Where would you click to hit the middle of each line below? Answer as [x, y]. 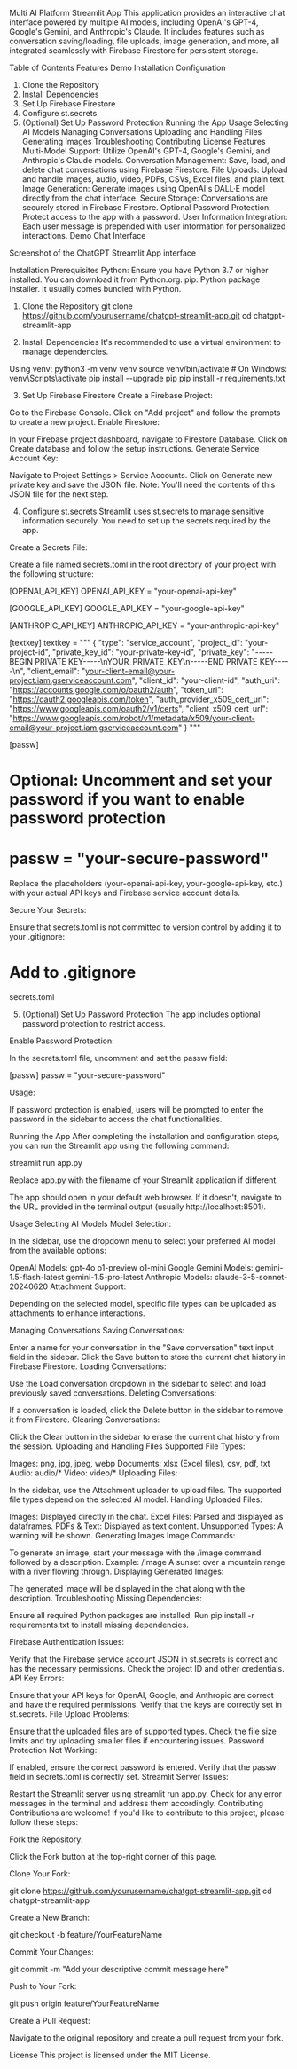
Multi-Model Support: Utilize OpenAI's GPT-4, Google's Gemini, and [146, 151]
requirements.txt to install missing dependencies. [99, 1625]
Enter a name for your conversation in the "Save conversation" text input [142, 1348]
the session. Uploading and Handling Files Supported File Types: [127, 1446]
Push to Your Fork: [43, 1986]
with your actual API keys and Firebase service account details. [125, 893]
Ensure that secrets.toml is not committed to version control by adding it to [145, 927]
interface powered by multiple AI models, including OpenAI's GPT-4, [134, 22]
